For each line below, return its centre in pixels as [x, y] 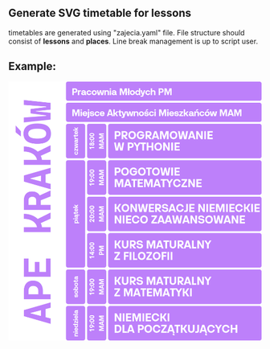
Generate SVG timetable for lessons [100, 13]
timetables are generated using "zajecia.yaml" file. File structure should [127, 32]
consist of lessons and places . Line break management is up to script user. [133, 41]
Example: [32, 66]
